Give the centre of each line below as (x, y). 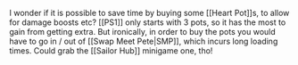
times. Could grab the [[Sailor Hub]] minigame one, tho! (111, 51)
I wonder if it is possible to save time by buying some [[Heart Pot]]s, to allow (149, 13)
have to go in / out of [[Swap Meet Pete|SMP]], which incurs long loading (144, 41)
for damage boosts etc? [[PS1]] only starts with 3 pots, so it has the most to (148, 22)
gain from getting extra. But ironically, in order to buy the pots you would (143, 32)
